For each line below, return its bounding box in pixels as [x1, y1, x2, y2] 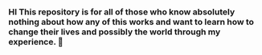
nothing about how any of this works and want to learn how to [8, 16, 255, 27]
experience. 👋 [8, 36, 64, 47]
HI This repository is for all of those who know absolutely [8, 6, 235, 18]
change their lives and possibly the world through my [8, 26, 221, 37]
